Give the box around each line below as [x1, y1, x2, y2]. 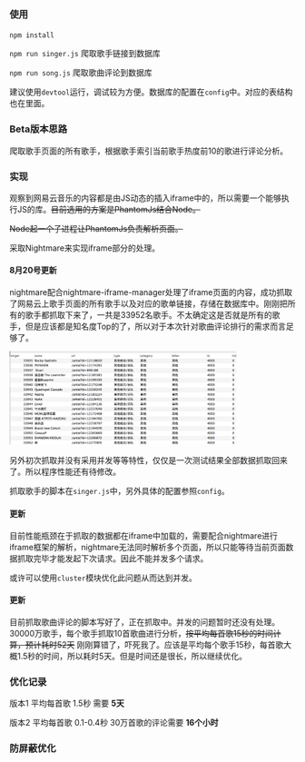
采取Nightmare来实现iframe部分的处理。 [9, 242, 161, 253]
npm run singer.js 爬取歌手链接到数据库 [9, 48, 161, 59]
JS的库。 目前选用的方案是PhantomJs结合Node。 [16, 203, 202, 214]
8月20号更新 [9, 265, 57, 276]
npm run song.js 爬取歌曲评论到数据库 [9, 67, 152, 78]
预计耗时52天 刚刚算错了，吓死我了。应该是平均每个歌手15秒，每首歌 [25, 638, 284, 650]
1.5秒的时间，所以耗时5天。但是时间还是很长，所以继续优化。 [16, 650, 248, 661]
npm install [9, 31, 54, 40]
